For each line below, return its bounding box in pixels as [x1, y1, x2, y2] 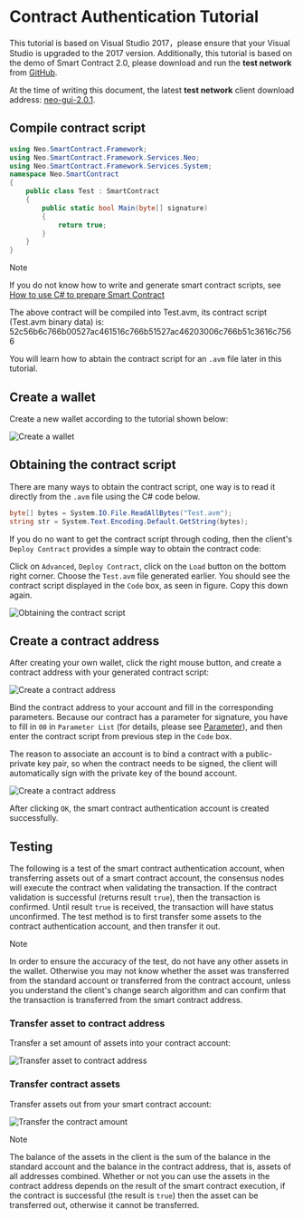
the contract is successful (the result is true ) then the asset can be [9, 1190, 259, 1201]
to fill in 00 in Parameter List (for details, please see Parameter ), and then [9, 721, 283, 732]
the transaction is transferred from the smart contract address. [9, 995, 243, 1006]
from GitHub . [9, 66, 58, 78]
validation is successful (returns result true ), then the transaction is [9, 892, 260, 903]
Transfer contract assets [9, 1078, 120, 1090]
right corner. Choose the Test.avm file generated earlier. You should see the [9, 570, 291, 581]
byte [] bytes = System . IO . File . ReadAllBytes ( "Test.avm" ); [9, 508, 232, 518]
